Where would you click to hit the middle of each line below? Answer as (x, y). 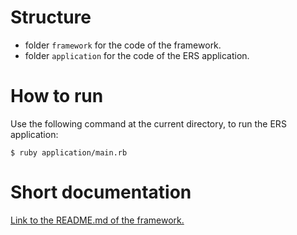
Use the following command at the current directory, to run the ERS (148, 123)
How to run (57, 96)
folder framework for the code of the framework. (123, 45)
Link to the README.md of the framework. (97, 220)
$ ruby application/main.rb (69, 152)
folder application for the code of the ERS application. (137, 55)
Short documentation (101, 192)
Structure (51, 17)
